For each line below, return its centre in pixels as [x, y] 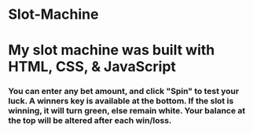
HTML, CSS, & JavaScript [92, 67]
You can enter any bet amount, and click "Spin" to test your [124, 92]
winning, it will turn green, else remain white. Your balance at [127, 111]
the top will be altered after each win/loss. [90, 120]
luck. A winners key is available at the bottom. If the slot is [121, 101]
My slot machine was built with [112, 50]
